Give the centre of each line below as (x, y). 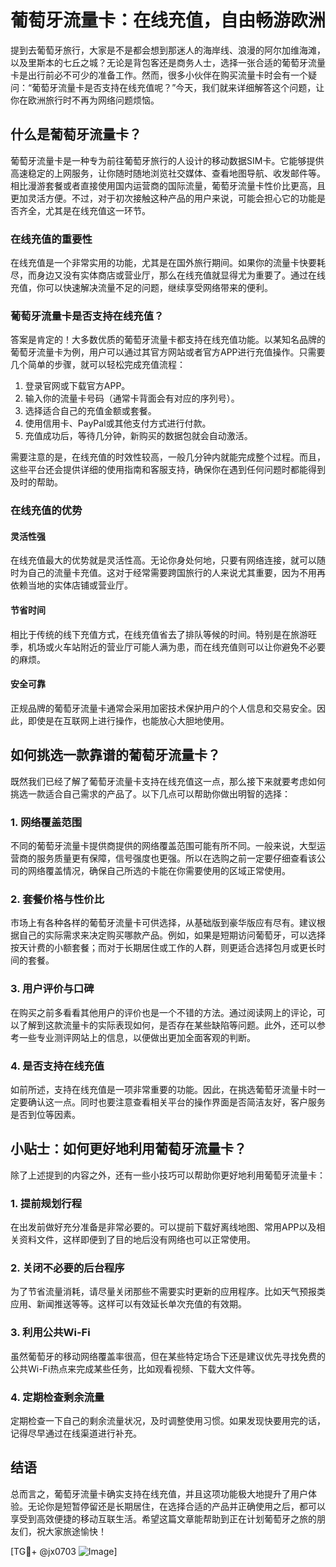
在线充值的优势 (46, 511)
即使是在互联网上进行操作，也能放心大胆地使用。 (128, 720)
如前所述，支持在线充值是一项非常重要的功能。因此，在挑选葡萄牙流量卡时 (163, 1089)
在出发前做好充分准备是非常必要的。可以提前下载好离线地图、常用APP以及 (163, 1227)
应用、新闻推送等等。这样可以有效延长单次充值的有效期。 (128, 1304)
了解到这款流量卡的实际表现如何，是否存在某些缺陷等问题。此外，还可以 (167, 1025)
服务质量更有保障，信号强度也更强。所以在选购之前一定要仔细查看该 (176, 858)
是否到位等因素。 (45, 1114)
